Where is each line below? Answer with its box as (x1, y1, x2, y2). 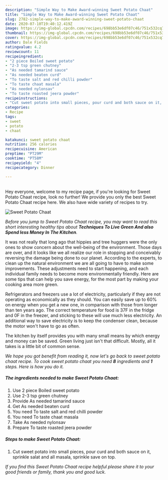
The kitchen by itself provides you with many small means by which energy (5, 332, 160, 338)
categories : (5, 105, 30, 110)
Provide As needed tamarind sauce (12, 398, 85, 404)
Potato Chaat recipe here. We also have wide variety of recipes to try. (5, 199, 148, 205)
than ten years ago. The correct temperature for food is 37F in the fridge (5, 307, 154, 313)
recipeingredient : (5, 53, 43, 59)
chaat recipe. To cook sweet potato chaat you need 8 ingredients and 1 (5, 358, 152, 364)
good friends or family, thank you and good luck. (5, 469, 106, 475)
